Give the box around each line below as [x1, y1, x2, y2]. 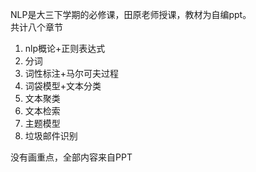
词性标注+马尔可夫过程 [24, 68, 120, 79]
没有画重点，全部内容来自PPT [10, 151, 133, 163]
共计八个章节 [10, 21, 63, 33]
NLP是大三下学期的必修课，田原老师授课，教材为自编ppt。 [10, 9, 252, 20]
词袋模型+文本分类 [24, 80, 102, 92]
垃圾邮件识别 [24, 130, 78, 142]
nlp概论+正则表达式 [24, 43, 106, 54]
